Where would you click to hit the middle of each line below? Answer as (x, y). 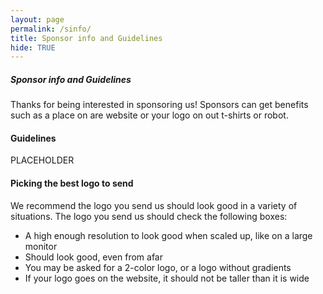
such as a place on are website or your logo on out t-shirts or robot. (149, 115)
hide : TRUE (33, 47)
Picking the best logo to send (72, 183)
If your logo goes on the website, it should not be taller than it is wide (167, 278)
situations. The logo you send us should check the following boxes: (149, 216)
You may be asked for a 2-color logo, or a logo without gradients (158, 267)
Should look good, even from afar (93, 257)
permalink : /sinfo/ (51, 29)
